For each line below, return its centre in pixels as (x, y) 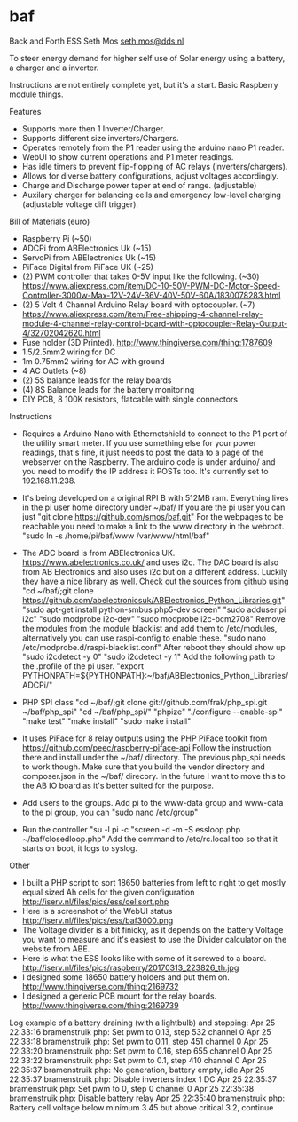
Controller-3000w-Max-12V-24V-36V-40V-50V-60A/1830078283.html (151, 295)
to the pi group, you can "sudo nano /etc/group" (110, 812)
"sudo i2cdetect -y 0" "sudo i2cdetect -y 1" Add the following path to (149, 656)
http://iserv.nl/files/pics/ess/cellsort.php (95, 901)
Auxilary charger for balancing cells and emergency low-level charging (151, 195)
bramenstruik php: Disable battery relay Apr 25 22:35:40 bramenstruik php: (147, 1098)
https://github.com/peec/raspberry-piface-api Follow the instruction (146, 747)
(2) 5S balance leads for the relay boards (97, 380)
